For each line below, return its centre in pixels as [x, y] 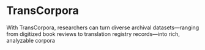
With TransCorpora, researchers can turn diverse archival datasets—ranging [103, 27]
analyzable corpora [31, 40]
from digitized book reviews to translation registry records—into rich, [93, 34]
